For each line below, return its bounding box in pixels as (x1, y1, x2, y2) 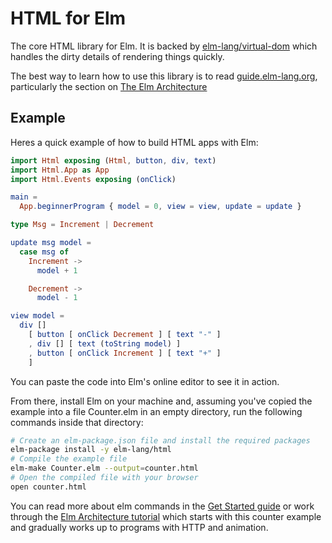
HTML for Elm (10, 7, 127, 30)
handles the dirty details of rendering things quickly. (10, 50, 225, 62)
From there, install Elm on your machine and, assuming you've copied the (10, 395, 313, 407)
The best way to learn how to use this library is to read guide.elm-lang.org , (10, 70, 318, 82)
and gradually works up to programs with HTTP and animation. (10, 521, 269, 533)
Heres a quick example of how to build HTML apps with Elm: (10, 136, 259, 148)
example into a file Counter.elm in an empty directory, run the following (10, 405, 303, 417)
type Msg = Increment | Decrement (10, 220, 155, 230)
